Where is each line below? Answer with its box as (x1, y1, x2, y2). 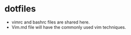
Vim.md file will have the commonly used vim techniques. (11, 24, 126, 30)
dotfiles (4, 3, 36, 14)
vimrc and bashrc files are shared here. (11, 19, 90, 25)
